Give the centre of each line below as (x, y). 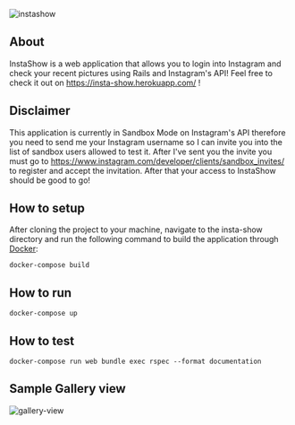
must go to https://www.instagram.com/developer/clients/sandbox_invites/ (147, 160)
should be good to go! (50, 180)
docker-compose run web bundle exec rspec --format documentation (135, 362)
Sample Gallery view (68, 389)
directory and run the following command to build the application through (144, 239)
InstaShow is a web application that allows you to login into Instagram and (145, 64)
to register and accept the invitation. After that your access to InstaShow (143, 170)
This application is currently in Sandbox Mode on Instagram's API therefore (147, 132)
